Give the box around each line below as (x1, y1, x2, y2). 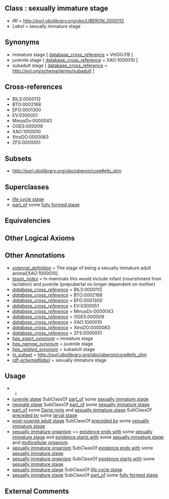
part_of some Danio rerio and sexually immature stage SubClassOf (12, 407, 152, 413)
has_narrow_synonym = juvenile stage (12, 341, 93, 347)
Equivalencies (5, 217, 50, 225)
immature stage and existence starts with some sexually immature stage (12, 434, 164, 440)
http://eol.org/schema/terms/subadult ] (12, 67, 95, 74)
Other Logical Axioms (5, 233, 75, 242)
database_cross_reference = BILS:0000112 (12, 286, 102, 293)
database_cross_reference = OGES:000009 (12, 314, 105, 320)
